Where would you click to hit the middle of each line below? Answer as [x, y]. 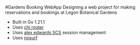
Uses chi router [28, 27]
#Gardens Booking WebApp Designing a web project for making [70, 7]
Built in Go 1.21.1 [28, 22]
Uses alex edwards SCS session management [59, 32]
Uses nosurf [25, 38]
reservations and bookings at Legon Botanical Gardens [61, 12]
